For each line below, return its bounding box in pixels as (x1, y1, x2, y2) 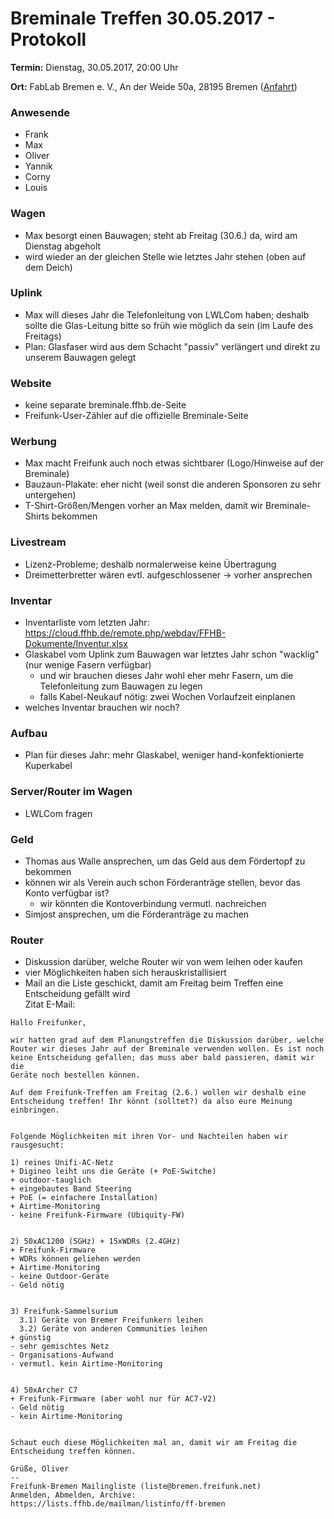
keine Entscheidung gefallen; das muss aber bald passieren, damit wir (10, 1053, 315, 1063)
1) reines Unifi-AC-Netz (10, 1158, 114, 1168)
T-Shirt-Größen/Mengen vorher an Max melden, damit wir (24, 500, 263, 512)
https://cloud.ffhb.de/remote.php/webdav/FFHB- (24, 627, 227, 639)
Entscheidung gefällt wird (24, 988, 131, 1000)
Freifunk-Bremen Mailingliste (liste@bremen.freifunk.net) (10, 1482, 262, 1492)
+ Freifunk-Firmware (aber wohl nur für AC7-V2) (10, 1394, 217, 1404)
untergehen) (24, 489, 77, 501)
